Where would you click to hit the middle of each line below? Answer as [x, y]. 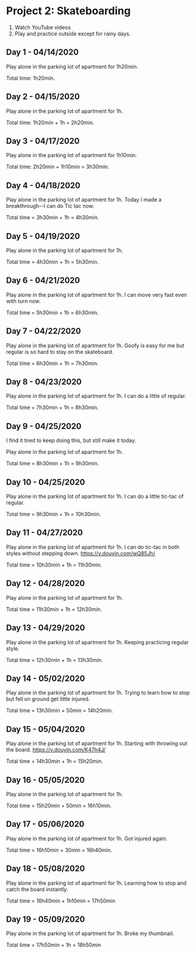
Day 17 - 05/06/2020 [45, 824]
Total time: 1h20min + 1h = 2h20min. [50, 122]
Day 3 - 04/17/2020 [43, 141]
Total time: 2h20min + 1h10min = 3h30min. [58, 167]
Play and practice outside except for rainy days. [73, 33]
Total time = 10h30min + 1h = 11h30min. [54, 565]
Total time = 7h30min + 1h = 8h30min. [52, 408]
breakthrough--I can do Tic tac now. [50, 206]
